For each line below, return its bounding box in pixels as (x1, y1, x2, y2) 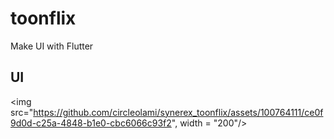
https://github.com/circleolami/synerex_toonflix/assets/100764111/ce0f (33, 106, 324, 118)
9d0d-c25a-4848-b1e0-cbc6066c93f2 (10, 117, 172, 129)
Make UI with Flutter (10, 40, 94, 52)
